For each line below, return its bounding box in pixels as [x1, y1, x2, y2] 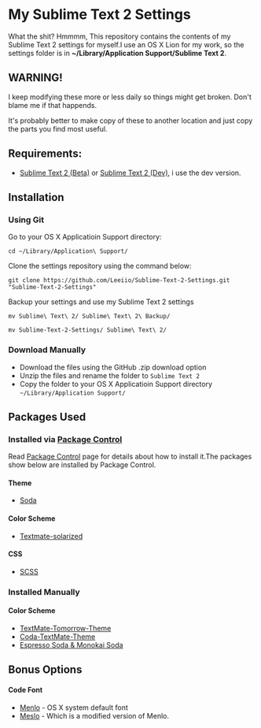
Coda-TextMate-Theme [19, 632, 96, 641]
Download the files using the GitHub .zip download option [19, 362, 207, 372]
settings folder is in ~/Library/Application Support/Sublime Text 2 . [8, 48, 226, 58]
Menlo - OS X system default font [19, 703, 128, 712]
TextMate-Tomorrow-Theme [19, 623, 112, 633]
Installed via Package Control [8, 433, 123, 444]
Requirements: [8, 147, 83, 161]
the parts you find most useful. [8, 124, 108, 133]
